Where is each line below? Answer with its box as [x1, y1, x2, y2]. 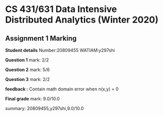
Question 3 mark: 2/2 [5, 76, 50, 82]
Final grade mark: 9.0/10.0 [5, 96, 60, 101]
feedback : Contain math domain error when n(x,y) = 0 [5, 86, 119, 92]
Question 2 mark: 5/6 [5, 66, 50, 72]
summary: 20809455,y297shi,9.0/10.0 [5, 105, 84, 111]
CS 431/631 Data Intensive [5, 3, 117, 15]
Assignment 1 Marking [5, 34, 77, 42]
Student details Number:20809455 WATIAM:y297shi [5, 47, 115, 53]
